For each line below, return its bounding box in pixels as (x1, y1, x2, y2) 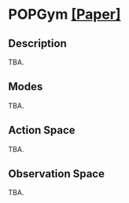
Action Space (8, 124, 76, 137)
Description (8, 37, 67, 50)
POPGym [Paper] (8, 5, 121, 24)
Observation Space (8, 167, 105, 181)
